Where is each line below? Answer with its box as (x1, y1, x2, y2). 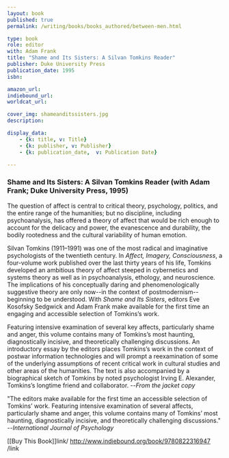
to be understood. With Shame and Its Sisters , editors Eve (36, 295, 200, 303)
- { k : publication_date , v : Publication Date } (19, 149, 157, 156)
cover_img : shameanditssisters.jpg (7, 111, 109, 118)
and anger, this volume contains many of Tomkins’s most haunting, (7, 330, 195, 338)
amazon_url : (7, 86, 41, 93)
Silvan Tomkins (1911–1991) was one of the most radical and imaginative (7, 244, 208, 252)
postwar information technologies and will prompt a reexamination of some (7, 352, 219, 360)
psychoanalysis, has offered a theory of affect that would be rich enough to (7, 216, 220, 224)
